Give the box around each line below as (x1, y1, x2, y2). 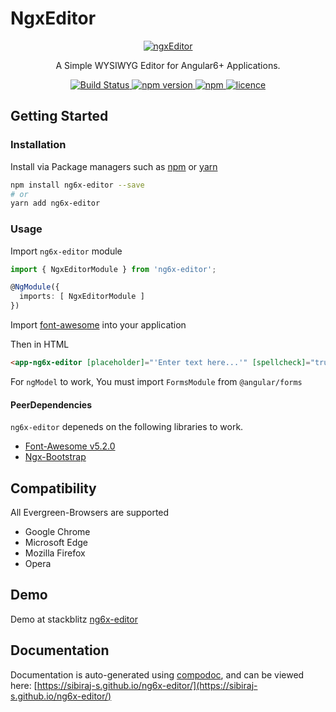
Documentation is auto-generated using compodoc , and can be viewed (10, 668, 305, 681)
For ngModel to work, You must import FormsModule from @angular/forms (10, 375, 303, 387)
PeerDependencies (10, 398, 92, 411)
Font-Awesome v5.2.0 (24, 440, 116, 452)
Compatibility (10, 480, 97, 497)
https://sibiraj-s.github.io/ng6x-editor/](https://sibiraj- (36, 679, 258, 691)
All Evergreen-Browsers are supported (10, 506, 170, 518)
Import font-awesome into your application (10, 319, 187, 331)
